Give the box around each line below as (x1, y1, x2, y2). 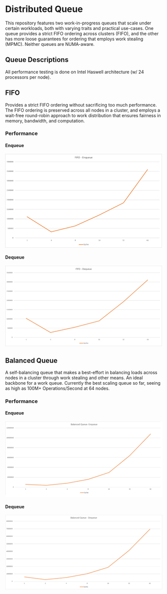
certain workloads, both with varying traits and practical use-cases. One (5, 25, 154, 31)
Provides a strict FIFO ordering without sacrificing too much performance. (5, 102, 157, 108)
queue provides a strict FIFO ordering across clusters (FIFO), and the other (5, 30, 159, 36)
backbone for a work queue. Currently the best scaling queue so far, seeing (5, 380, 161, 386)
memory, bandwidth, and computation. (5, 118, 85, 124)
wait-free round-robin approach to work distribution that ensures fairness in (5, 112, 161, 118)
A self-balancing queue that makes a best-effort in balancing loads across (5, 369, 158, 375)
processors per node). (5, 74, 51, 80)
